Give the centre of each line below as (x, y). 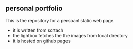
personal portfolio (34, 8)
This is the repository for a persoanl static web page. (60, 20)
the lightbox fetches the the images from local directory (70, 35)
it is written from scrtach (38, 30)
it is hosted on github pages (41, 41)
